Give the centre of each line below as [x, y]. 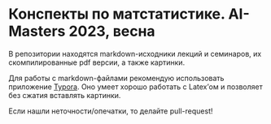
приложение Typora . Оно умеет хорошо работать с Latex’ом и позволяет [135, 87]
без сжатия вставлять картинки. [65, 95]
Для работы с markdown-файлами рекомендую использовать [116, 78]
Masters [37, 31]
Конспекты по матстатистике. [117, 14]
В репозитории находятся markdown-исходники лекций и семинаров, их [135, 53]
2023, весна [112, 31]
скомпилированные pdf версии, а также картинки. [97, 62]
